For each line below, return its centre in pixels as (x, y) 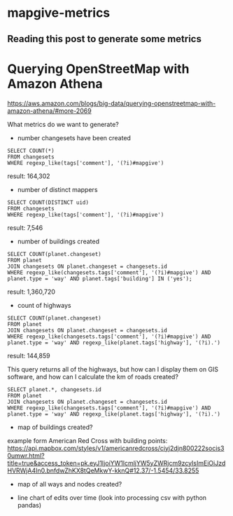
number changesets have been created (74, 137)
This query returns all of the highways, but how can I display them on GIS (113, 369)
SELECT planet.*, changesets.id (54, 389)
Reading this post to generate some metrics (104, 39)
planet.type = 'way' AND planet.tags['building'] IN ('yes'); (100, 278)
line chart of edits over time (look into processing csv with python (112, 497)
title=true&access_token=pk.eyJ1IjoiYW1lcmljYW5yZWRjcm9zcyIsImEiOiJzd (116, 463)
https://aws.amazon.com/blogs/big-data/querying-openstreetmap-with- (112, 103)
